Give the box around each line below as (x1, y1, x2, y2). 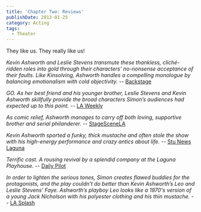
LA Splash (10, 199, 35, 207)
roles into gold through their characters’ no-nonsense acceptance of (23, 65, 194, 72)
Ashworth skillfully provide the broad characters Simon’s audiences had (6, 96, 184, 103)
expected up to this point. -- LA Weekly (6, 102, 103, 109)
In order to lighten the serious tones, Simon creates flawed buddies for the (6, 174, 190, 181)
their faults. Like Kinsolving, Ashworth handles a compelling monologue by (6, 72, 191, 79)
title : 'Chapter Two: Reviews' (6, 8, 84, 15)
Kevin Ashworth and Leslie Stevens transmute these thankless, (6, 59, 162, 66)
